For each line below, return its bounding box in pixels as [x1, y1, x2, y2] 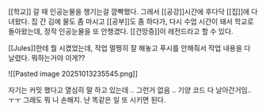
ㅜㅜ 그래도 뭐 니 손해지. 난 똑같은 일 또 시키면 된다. [8, 95, 166, 104]
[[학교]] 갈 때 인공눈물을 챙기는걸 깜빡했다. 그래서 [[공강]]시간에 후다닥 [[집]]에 [8, 7, 250, 16]
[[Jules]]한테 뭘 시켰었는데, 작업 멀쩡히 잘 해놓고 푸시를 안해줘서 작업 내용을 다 [8, 43, 251, 53]
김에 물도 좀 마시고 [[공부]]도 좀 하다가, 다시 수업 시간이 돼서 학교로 [47, 17, 254, 26]
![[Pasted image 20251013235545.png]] [8, 69, 139, 78]
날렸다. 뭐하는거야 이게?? [8, 54, 85, 62]
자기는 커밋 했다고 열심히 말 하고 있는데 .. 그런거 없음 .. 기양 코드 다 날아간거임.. [8, 85, 252, 95]
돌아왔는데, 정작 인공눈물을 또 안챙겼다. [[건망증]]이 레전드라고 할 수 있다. [8, 27, 234, 35]
